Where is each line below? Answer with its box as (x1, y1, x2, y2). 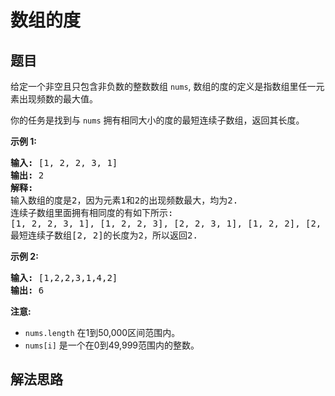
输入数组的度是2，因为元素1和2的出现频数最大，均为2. (10, 195, 239, 206)
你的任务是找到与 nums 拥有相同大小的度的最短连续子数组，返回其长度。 (10, 114, 305, 126)
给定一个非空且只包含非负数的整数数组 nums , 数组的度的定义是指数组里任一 (10, 81, 317, 92)
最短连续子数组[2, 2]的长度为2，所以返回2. (10, 230, 198, 241)
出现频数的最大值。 (18, 93, 98, 105)
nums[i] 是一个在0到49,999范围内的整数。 (24, 339, 200, 351)
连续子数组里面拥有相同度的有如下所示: (10, 207, 174, 218)
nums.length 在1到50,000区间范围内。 (24, 327, 181, 338)
